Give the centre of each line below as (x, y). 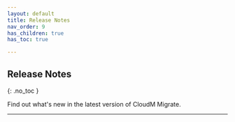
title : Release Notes (39, 20)
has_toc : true (28, 40)
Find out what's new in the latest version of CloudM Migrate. (94, 104)
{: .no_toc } (23, 91)
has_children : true (36, 33)
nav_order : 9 (26, 26)
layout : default (31, 14)
